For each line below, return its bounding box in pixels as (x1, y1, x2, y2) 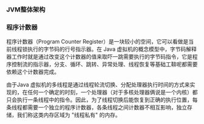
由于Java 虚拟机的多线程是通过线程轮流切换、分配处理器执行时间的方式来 (6, 81, 190, 88)
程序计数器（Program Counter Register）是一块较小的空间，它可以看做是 (6, 38, 189, 45)
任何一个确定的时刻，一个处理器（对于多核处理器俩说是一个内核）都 (27, 89, 198, 96)
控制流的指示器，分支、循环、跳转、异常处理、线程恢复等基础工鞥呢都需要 (11, 60, 198, 68)
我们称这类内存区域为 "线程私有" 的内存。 (16, 111, 121, 119)
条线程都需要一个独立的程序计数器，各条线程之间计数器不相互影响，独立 (6, 104, 187, 111)
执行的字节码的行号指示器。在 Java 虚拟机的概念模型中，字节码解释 (27, 45, 197, 53)
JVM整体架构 (6, 5, 46, 13)
